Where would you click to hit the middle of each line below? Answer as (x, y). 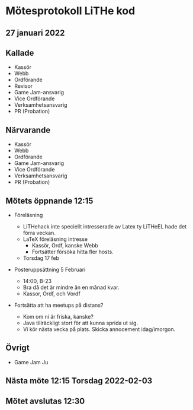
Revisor (23, 86)
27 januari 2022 (35, 33)
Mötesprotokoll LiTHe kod (70, 11)
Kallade (20, 53)
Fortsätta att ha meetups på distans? (59, 305)
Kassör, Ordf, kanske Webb (65, 246)
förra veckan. (39, 233)
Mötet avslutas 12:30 (45, 401)
